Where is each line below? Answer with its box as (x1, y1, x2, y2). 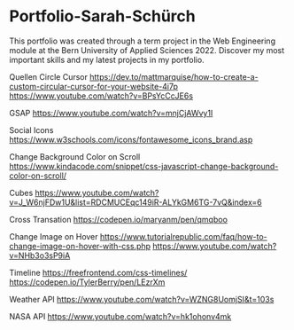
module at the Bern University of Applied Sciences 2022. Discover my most (9, 44, 285, 55)
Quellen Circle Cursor (9, 71, 89, 82)
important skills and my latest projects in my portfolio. (9, 54, 205, 65)
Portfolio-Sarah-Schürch (9, 6, 197, 27)
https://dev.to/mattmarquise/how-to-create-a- (89, 71, 259, 82)
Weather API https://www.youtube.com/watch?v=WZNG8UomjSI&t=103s (9, 294, 275, 304)
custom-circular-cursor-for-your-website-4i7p (9, 81, 179, 91)
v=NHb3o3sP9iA (9, 250, 71, 261)
